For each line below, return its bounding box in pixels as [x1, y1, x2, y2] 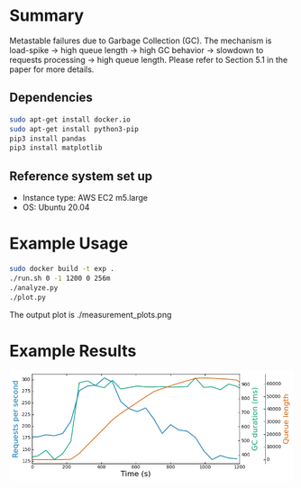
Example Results [9, 340, 137, 361]
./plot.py [9, 293, 47, 302]
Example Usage [9, 233, 129, 254]
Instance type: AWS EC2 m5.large [22, 193, 149, 203]
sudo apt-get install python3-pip [9, 124, 140, 133]
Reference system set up [9, 168, 153, 184]
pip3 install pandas [9, 134, 87, 143]
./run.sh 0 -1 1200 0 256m [9, 274, 111, 283]
